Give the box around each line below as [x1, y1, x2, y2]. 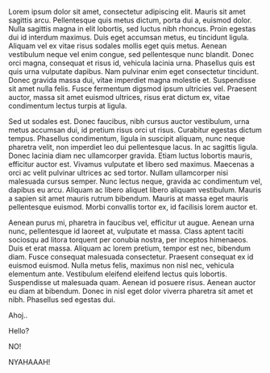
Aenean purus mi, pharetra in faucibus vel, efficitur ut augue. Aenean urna [8, 218, 255, 227]
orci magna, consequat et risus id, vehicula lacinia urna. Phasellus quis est [8, 58, 255, 68]
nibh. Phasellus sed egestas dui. [8, 295, 115, 305]
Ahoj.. [8, 310, 28, 320]
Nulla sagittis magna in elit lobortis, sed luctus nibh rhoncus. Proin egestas [8, 24, 256, 33]
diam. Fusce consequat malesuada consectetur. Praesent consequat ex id [8, 252, 254, 261]
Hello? [8, 326, 30, 335]
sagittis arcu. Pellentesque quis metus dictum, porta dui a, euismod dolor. [8, 15, 252, 25]
